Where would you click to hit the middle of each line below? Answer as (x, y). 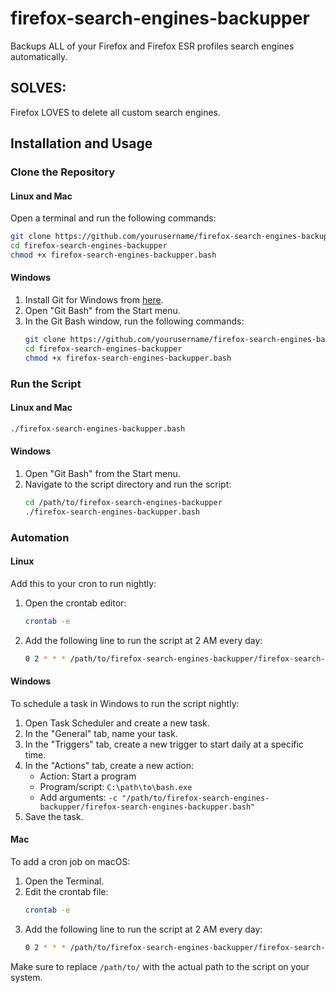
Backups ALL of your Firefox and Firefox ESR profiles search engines (152, 46)
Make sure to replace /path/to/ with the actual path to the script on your (160, 966)
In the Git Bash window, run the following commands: (134, 321)
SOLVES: (38, 88)
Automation (40, 537)
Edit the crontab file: (66, 891)
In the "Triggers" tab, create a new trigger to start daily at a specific (164, 744)
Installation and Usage (81, 143)
